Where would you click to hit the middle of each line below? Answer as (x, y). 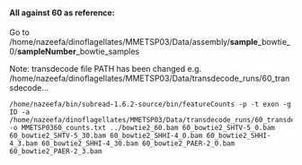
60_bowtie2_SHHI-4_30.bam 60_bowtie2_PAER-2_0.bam (138, 143)
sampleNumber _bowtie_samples (78, 52)
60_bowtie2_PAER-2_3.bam (56, 152)
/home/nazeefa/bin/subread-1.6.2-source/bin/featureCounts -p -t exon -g (151, 104)
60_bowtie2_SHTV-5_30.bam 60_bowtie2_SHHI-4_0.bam (106, 136)
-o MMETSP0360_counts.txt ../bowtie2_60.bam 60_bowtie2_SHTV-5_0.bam (142, 128)
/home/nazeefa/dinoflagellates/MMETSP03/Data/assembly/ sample (134, 42)
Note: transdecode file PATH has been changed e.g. (106, 69)
